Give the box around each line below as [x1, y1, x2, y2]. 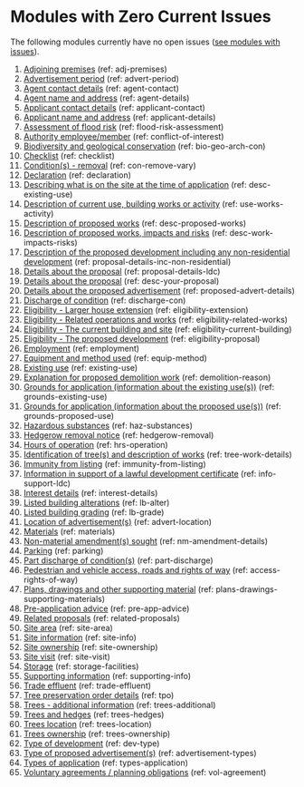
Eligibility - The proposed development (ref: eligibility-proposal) [23, 333, 261, 344]
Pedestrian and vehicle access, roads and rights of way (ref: [23, 564, 249, 575]
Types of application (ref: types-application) [23, 757, 189, 768]
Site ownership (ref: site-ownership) [23, 641, 158, 652]
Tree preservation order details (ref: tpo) [23, 689, 175, 700]
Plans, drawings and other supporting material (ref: [23, 583, 214, 595]
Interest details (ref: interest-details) [23, 487, 158, 498]
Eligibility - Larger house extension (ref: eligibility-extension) [23, 304, 249, 315]
